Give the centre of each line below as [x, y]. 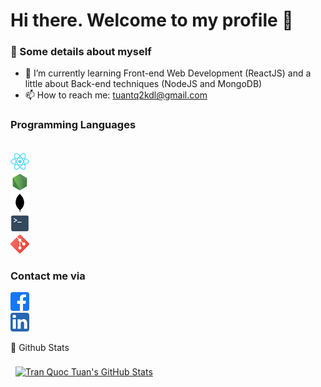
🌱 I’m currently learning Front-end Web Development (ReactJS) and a [168, 73]
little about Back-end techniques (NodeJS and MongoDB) [143, 84]
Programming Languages [73, 125]
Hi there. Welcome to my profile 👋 [152, 20]
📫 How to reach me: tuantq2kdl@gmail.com [116, 95]
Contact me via [48, 276]
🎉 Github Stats [40, 348]
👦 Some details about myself [81, 52]
